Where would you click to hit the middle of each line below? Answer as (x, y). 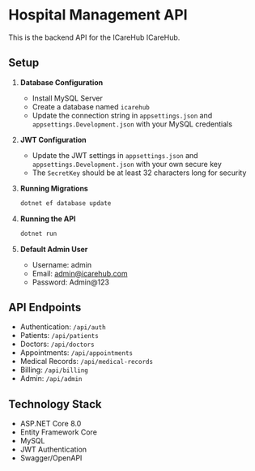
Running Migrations (54, 188)
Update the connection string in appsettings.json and (122, 115)
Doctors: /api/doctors (57, 344)
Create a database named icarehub (91, 106)
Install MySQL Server (68, 98)
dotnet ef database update (66, 203)
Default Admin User (54, 249)
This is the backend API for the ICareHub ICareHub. (94, 37)
